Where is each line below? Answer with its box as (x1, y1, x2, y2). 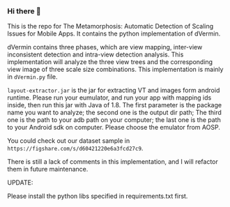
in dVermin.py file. (7, 72, 58, 81)
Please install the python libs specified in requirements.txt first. (7, 192, 188, 201)
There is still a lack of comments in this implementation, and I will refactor (7, 158, 218, 166)
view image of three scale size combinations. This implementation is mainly (7, 66, 224, 74)
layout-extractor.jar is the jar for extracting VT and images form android (7, 86, 220, 95)
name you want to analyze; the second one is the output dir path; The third (7, 108, 222, 117)
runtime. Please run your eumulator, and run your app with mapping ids (7, 93, 212, 102)
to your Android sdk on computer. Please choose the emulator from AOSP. (7, 123, 221, 132)
